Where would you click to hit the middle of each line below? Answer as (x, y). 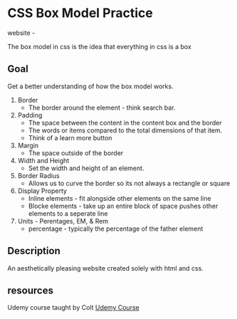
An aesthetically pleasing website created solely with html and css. (106, 268)
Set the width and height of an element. (86, 168)
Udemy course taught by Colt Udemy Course (74, 308)
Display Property (42, 191)
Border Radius (38, 175)
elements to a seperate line (68, 213)
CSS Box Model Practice (80, 13)
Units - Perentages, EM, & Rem (63, 221)
